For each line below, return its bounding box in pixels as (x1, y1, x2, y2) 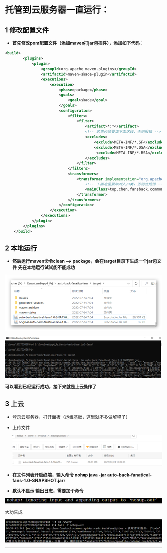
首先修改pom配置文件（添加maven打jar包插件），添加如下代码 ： (12, 40, 144, 46)
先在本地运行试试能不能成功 (18, 264, 75, 270)
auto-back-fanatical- (107, 472, 152, 478)
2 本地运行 (5, 244, 37, 253)
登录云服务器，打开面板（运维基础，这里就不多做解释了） (12, 414, 130, 420)
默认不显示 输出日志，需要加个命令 (12, 488, 83, 494)
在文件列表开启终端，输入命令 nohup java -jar (12, 472, 107, 478)
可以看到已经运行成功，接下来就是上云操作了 (5, 384, 97, 390)
